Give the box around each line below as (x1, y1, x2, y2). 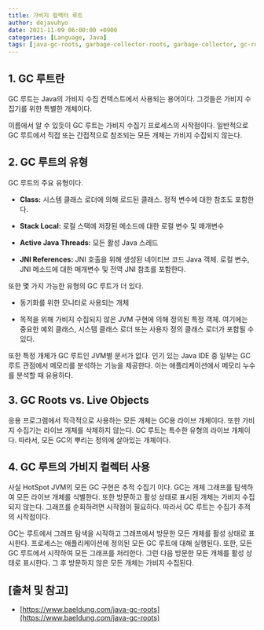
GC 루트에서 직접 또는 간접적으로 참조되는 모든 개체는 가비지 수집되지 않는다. (8, 130, 243, 140)
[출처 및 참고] (8, 583, 69, 597)
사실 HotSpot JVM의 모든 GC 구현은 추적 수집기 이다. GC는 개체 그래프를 (8, 482, 233, 492)
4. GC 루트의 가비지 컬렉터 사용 (8, 460, 151, 474)
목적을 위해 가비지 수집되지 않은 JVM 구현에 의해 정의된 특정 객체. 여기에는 (19, 314, 248, 324)
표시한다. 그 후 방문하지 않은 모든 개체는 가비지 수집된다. (22, 559, 195, 568)
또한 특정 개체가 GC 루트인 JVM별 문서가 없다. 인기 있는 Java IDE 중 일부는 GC (8, 350, 251, 360)
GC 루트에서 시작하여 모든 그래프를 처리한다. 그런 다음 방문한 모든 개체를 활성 (8, 548, 245, 558)
